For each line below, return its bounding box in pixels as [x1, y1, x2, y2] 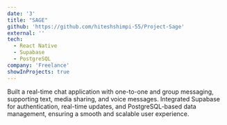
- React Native [13, 42, 58, 49]
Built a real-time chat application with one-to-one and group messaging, [7, 87, 214, 96]
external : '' [7, 29, 45, 37]
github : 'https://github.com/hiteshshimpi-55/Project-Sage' [7, 23, 185, 30]
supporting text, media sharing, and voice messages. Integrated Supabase [7, 94, 221, 103]
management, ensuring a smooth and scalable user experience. [7, 109, 190, 118]
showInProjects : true [7, 68, 70, 75]
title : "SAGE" [7, 17, 49, 24]
